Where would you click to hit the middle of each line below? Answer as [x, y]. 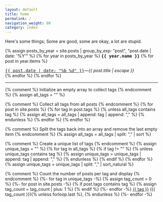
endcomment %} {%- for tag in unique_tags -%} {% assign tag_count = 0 [78, 179]
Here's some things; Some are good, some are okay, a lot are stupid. [73, 41]
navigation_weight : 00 [28, 23]
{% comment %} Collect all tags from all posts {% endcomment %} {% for [79, 104]
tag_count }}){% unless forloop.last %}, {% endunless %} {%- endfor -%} [79, 194]
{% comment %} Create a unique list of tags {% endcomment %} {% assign [81, 144]
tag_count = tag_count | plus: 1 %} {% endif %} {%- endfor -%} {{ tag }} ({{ [80, 189]
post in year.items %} [26, 61]
